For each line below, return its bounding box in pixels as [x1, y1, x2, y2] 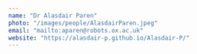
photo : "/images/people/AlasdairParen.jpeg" [8, 19, 158, 27]
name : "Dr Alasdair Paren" [8, 11, 98, 20]
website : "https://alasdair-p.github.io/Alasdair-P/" [8, 33, 191, 42]
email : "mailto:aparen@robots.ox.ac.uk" [8, 26, 145, 34]
